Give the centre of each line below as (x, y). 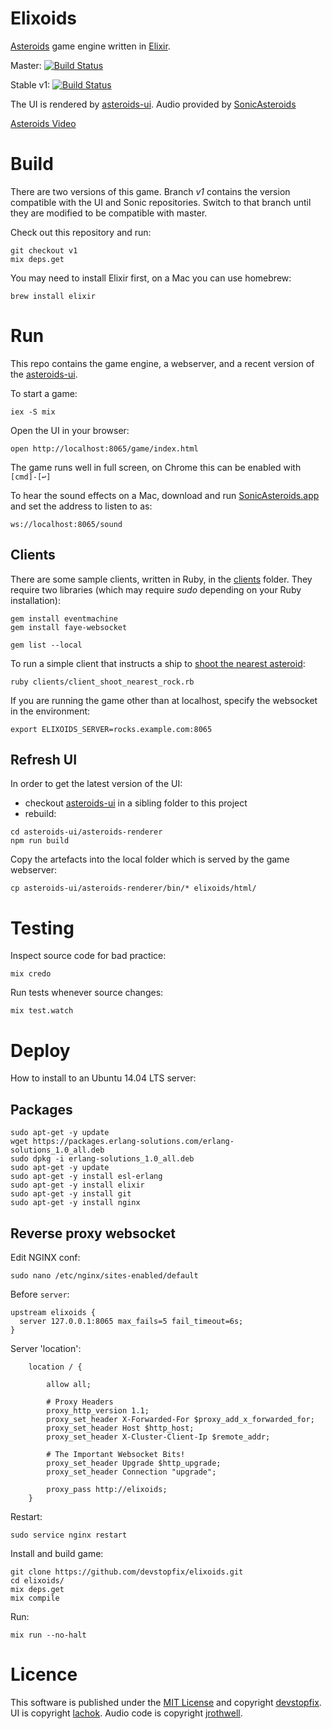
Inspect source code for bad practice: (88, 956)
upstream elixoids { (53, 1312)
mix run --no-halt (48, 1635)
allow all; (69, 1384)
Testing (42, 928)
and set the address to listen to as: (81, 506)
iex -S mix (33, 412)
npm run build (40, 841)
